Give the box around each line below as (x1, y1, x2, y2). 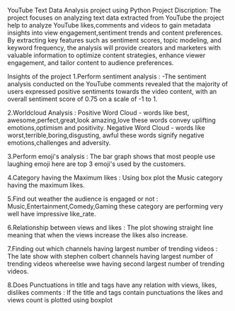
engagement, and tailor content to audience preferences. (7, 59, 174, 66)
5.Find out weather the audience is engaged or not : (7, 194, 159, 203)
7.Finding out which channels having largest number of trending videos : (7, 245, 218, 253)
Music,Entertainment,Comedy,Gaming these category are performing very (7, 202, 224, 211)
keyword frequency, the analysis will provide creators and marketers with (7, 44, 221, 52)
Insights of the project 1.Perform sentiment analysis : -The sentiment (7, 72, 207, 81)
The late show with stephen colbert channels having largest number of (7, 252, 214, 260)
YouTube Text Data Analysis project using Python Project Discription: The (7, 6, 222, 14)
